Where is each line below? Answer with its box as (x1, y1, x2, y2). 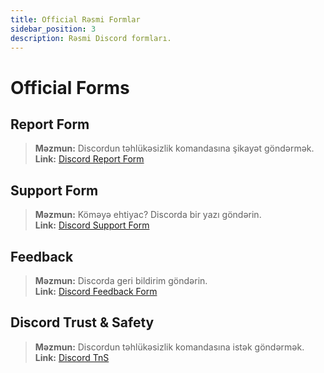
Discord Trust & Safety (10, 314, 155, 331)
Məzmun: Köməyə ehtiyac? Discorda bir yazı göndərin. (34, 209, 262, 221)
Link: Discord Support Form (34, 219, 150, 231)
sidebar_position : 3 (10, 24, 97, 34)
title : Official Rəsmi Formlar (10, 14, 141, 25)
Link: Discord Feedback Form (34, 286, 158, 297)
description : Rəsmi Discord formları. (10, 33, 172, 43)
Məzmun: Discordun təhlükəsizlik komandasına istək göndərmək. (34, 341, 305, 353)
